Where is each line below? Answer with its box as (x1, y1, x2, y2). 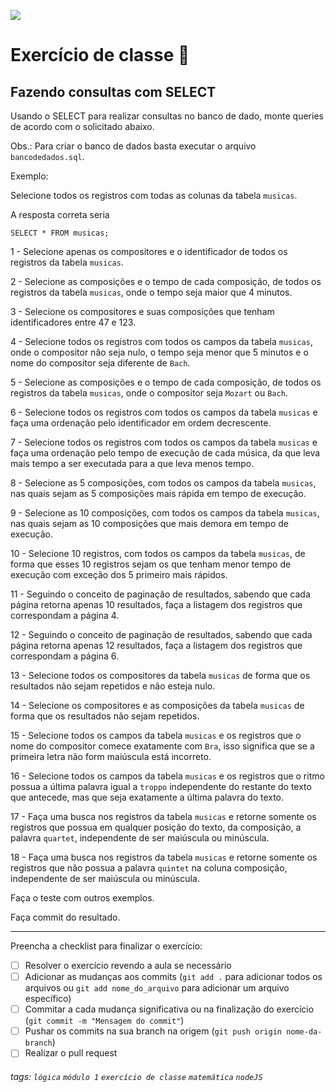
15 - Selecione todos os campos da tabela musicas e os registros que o (10, 730, 302, 741)
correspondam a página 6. (10, 650, 120, 662)
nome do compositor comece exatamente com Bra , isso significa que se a (10, 740, 315, 752)
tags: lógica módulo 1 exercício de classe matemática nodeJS (10, 1070, 263, 1082)
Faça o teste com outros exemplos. (10, 892, 155, 904)
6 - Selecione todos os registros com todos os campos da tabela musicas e (10, 406, 318, 418)
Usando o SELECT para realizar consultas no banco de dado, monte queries (10, 110, 324, 122)
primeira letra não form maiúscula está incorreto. (10, 751, 212, 762)
